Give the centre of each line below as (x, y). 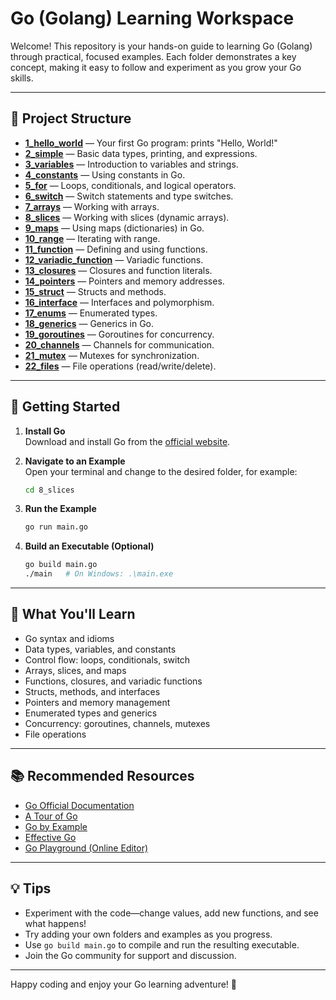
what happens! (55, 923)
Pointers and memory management (97, 702)
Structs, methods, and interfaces (92, 691)
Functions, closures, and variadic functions (113, 681)
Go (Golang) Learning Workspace (152, 18)
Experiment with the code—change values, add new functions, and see (171, 913)
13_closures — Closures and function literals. (118, 270)
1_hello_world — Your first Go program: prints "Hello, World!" (151, 143)
